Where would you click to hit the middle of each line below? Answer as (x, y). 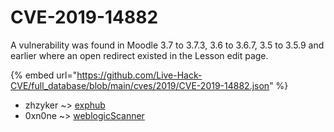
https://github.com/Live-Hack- (139, 75)
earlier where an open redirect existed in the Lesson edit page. (139, 55)
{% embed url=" (44, 75)
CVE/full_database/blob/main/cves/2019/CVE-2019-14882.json (140, 85)
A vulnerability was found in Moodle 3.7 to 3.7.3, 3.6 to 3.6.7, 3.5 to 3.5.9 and (167, 45)
